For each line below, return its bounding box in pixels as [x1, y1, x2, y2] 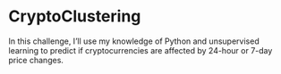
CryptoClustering [8, 6, 141, 27]
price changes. [8, 54, 64, 65]
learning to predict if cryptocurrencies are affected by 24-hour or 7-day [8, 45, 273, 55]
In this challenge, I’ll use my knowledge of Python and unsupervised [8, 36, 260, 46]
